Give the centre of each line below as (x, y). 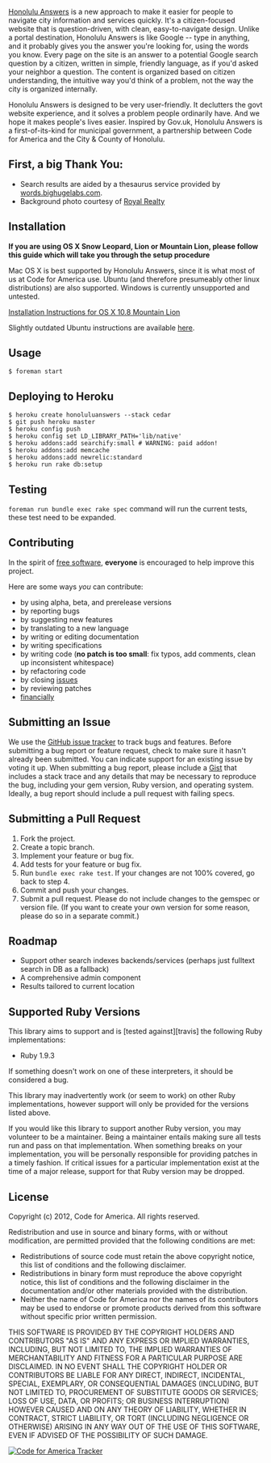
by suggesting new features (67, 619)
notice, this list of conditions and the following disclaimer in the (125, 1282)
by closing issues (49, 680)
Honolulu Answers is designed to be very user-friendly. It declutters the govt (135, 105)
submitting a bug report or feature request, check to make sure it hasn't (127, 750)
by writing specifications (61, 645)
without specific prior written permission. (88, 1316)
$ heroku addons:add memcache (59, 451)
